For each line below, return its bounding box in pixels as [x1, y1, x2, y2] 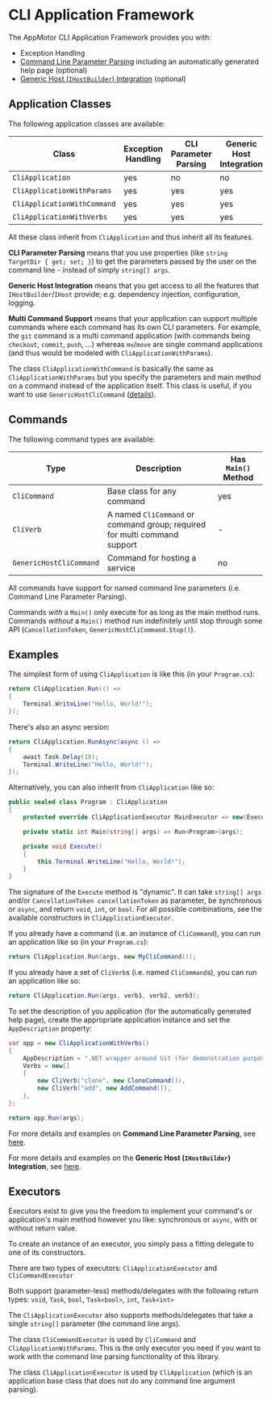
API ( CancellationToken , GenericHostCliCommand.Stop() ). [8, 625, 196, 634]
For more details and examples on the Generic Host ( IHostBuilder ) [8, 1153, 231, 1163]
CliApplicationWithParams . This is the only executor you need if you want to [8, 1343, 261, 1353]
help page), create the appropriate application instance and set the [8, 1014, 231, 1024]
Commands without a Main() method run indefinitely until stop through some [8, 616, 263, 625]
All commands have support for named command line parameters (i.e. [8, 582, 241, 592]
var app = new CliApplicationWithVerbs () [8, 1039, 150, 1047]
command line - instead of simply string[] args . [8, 265, 171, 274]
